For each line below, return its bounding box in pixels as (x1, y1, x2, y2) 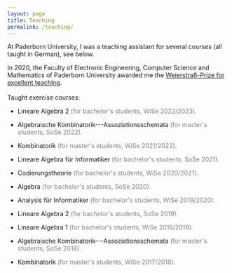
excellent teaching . (7, 79, 62, 87)
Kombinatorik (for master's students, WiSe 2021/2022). (17, 142, 177, 150)
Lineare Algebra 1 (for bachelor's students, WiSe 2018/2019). (17, 223, 193, 232)
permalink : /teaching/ (7, 23, 74, 30)
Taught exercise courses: (7, 93, 81, 102)
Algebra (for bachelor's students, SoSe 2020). (17, 182, 151, 191)
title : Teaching (7, 17, 55, 24)
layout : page (7, 10, 46, 18)
